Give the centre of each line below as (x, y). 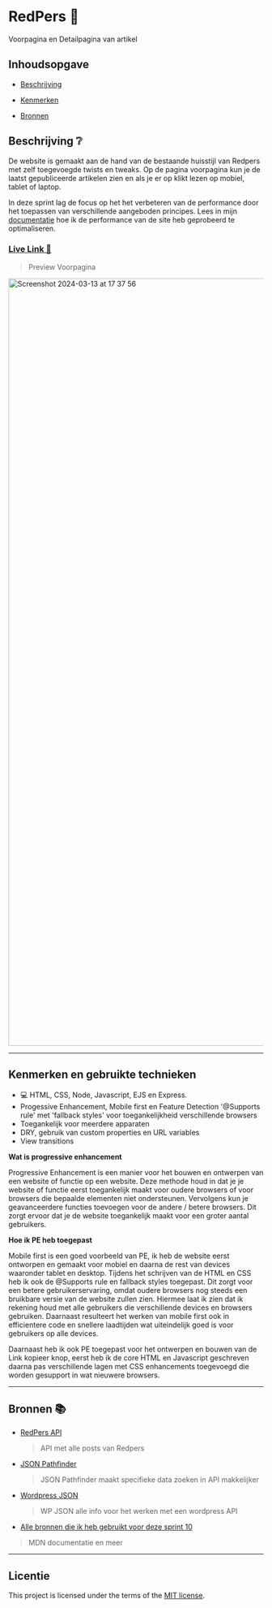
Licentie (29, 1576)
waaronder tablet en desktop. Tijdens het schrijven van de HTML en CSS (130, 1273)
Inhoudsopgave (49, 65)
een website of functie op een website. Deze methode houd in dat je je (126, 1181)
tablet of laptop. (35, 187)
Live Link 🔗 (30, 249)
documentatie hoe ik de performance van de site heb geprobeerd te (121, 219)
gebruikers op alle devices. (53, 1333)
